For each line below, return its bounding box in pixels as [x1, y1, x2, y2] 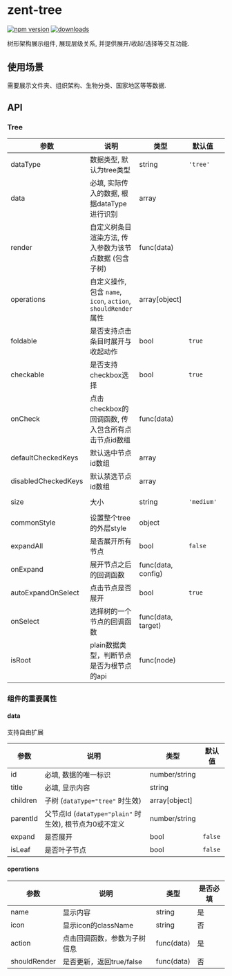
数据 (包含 [96, 253, 130, 263]
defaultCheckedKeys [10, 453, 79, 462]
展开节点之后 [89, 560, 132, 570]
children [10, 795, 37, 805]
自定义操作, [89, 277, 126, 287]
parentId [10, 813, 38, 823]
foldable [10, 336, 37, 346]
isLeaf [10, 844, 31, 854]
